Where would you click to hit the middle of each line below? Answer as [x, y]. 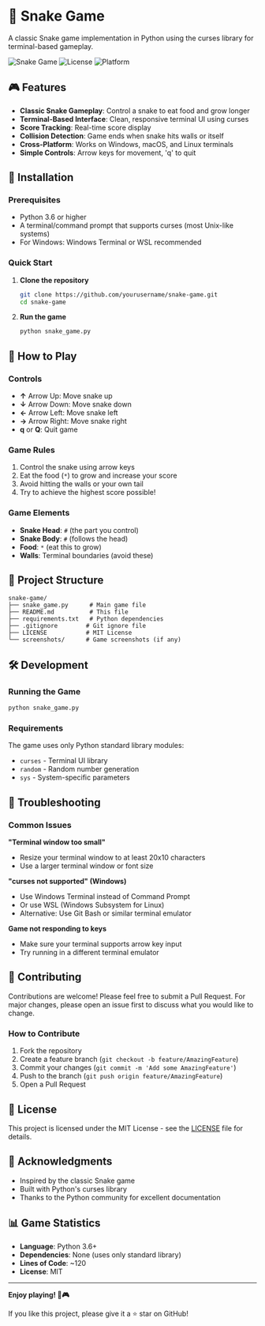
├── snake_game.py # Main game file [77, 605]
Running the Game [45, 691]
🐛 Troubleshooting [54, 802]
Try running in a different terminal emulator [89, 952]
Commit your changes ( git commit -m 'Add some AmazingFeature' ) [128, 1067]
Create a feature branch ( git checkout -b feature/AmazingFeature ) [129, 1060]
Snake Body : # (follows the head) [74, 538]
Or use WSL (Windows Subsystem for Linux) [92, 905]
